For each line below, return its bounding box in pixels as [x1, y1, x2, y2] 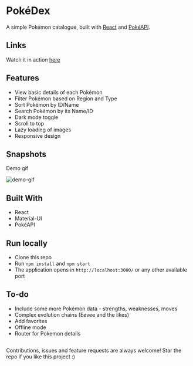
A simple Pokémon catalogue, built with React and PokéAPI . [6, 23, 151, 30]
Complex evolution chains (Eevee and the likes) [14, 311, 129, 318]
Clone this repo [14, 254, 52, 260]
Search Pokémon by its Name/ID [14, 107, 93, 114]
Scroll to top [14, 120, 45, 127]
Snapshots [6, 149, 47, 159]
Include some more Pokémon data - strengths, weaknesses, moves [14, 305, 178, 312]
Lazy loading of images [14, 126, 72, 133]
